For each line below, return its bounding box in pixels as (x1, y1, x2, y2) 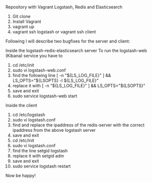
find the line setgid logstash (12, 148, 68, 153)
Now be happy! (5, 173, 36, 178)
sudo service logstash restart (12, 163, 71, 169)
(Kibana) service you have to (5, 53, 63, 59)
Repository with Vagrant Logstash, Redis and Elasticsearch (5, 4, 123, 10)
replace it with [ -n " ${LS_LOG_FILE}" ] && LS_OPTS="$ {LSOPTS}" (12, 83, 145, 89)
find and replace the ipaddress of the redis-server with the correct (12, 122, 145, 128)
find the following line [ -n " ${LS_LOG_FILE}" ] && (12, 73, 111, 78)
